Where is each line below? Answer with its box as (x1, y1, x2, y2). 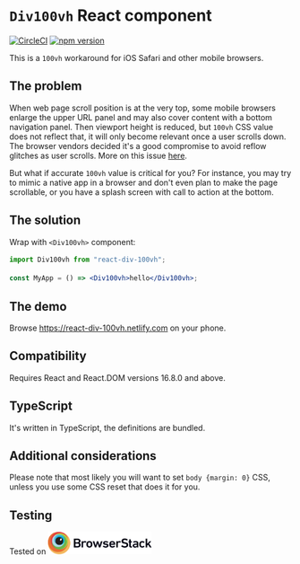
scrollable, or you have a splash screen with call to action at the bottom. (9, 186, 275, 198)
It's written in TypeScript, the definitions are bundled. (9, 422, 206, 433)
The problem (9, 78, 82, 94)
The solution (9, 213, 81, 228)
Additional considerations (9, 448, 157, 463)
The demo (9, 298, 67, 314)
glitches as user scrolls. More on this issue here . (9, 150, 188, 161)
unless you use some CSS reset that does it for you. (9, 481, 201, 492)
